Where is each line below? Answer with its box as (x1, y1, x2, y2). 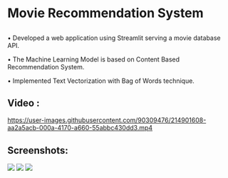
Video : (7, 97, 40, 109)
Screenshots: (7, 144, 69, 157)
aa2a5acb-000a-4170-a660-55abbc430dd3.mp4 (7, 124, 153, 132)
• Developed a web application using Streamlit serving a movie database (7, 34, 221, 42)
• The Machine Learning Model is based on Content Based (7, 55, 180, 64)
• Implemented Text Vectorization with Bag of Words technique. (7, 76, 195, 85)
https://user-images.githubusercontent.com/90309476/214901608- (7, 116, 207, 124)
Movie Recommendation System (7, 5, 204, 21)
